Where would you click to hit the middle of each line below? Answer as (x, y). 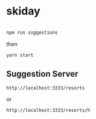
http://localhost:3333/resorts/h (48, 111)
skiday (23, 11)
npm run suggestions (32, 32)
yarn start (20, 55)
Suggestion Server (42, 74)
